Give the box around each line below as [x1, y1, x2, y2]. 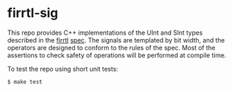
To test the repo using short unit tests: [7, 64, 119, 73]
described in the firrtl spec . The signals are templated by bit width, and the [7, 35, 225, 44]
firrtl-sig [7, 5, 59, 21]
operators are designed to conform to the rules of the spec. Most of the [7, 43, 216, 52]
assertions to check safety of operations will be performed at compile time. [7, 51, 226, 59]
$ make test [7, 78, 42, 86]
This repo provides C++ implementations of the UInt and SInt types [7, 28, 203, 37]
